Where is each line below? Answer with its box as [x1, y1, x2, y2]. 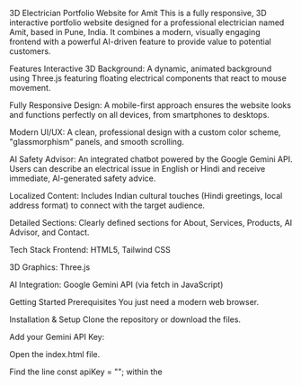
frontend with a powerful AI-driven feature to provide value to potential [9, 36, 271, 47]
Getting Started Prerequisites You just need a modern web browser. [9, 297, 260, 307]
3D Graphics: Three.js [9, 262, 91, 273]
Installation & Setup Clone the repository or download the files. [9, 314, 241, 325]
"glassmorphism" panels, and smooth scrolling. [9, 137, 184, 147]
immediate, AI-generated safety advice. [9, 173, 156, 184]
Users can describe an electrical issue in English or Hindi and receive [9, 164, 266, 174]
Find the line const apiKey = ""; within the [9, 366, 164, 377]
